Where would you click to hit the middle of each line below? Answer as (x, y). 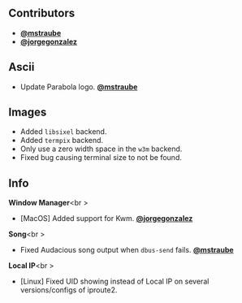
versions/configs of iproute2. (69, 290)
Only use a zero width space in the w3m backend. (101, 149)
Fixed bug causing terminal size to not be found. (101, 158)
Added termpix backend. (62, 141)
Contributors (42, 13)
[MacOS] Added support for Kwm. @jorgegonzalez (106, 219)
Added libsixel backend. (63, 132)
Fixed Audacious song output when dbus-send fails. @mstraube (127, 250)
